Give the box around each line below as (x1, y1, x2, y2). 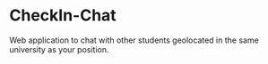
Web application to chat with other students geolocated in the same (9, 35, 260, 45)
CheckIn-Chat (9, 5, 117, 26)
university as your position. (9, 44, 109, 54)
